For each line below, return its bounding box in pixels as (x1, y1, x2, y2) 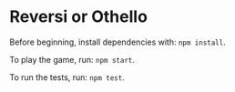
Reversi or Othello (9, 6, 148, 27)
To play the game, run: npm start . (9, 54, 135, 65)
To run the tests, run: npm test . (9, 71, 125, 83)
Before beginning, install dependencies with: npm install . (9, 36, 226, 47)
